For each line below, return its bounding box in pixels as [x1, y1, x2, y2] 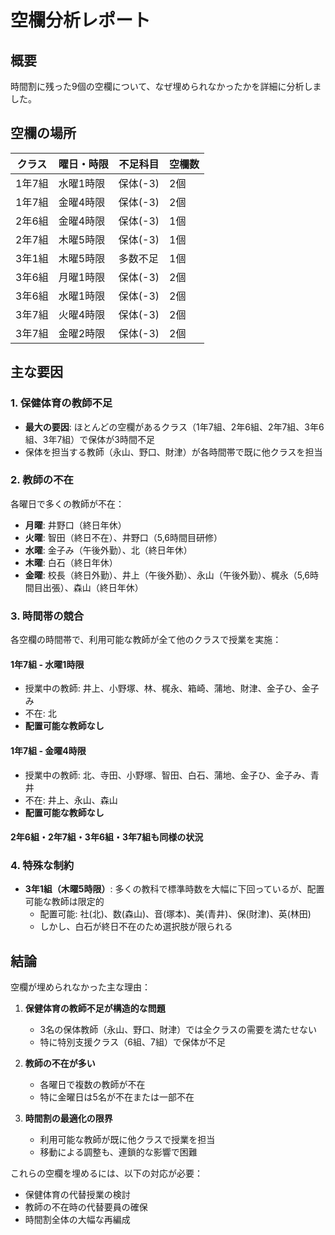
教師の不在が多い [24, 1057, 96, 1070]
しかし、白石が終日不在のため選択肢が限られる [39, 921, 233, 933]
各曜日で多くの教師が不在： [10, 497, 125, 510]
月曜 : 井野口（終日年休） [24, 519, 127, 531]
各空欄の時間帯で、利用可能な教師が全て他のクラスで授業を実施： [10, 634, 282, 646]
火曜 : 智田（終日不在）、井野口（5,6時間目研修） [24, 531, 223, 543]
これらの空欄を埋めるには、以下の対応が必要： [10, 1167, 203, 1180]
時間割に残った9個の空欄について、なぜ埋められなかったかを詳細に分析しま [10, 81, 322, 92]
